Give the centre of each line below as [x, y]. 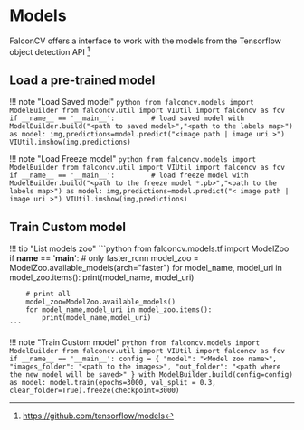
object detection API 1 [50, 51]
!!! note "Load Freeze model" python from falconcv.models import [133, 159]
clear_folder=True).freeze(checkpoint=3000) [95, 391]
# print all [48, 294]
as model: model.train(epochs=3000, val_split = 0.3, [113, 383]
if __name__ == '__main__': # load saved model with [127, 118]
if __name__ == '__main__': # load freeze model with [129, 176]
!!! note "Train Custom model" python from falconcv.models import [135, 342]
